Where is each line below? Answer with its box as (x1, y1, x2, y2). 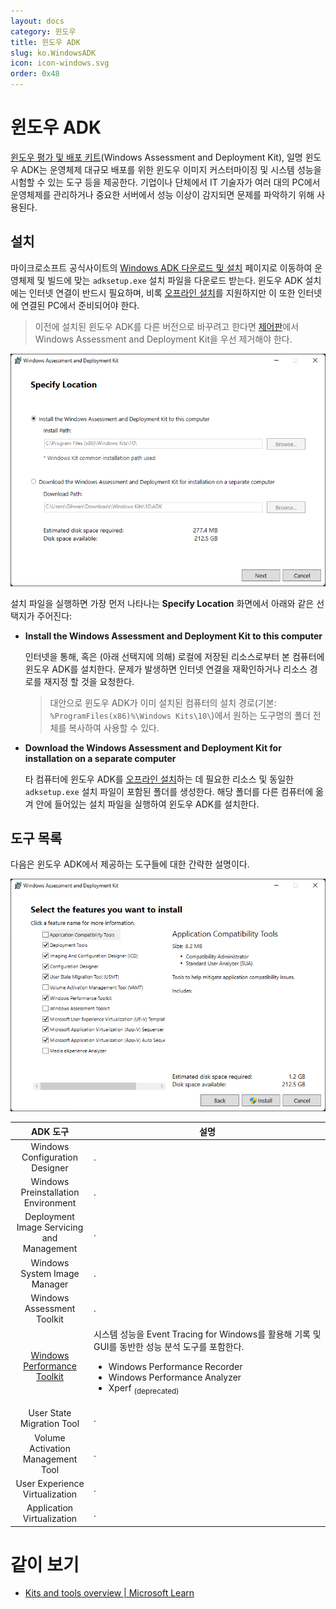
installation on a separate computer (24, 752, 177, 764)
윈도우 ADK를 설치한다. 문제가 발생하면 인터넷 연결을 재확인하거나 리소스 (24, 663, 308, 675)
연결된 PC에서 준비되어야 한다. (20, 299, 140, 311)
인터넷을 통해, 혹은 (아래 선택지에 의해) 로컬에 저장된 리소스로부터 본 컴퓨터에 (24, 650, 325, 662)
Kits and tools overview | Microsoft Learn (24, 1587, 195, 1599)
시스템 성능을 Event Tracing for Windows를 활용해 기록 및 (93, 1328, 322, 1340)
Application (26, 1502, 74, 1514)
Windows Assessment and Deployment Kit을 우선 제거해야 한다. (34, 333, 293, 345)
